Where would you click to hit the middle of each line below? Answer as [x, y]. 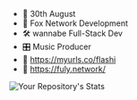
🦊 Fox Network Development [75, 23]
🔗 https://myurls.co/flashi [69, 59]
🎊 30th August [49, 14]
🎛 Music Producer [57, 46]
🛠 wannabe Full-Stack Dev [73, 33]
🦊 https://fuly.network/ [64, 69]
